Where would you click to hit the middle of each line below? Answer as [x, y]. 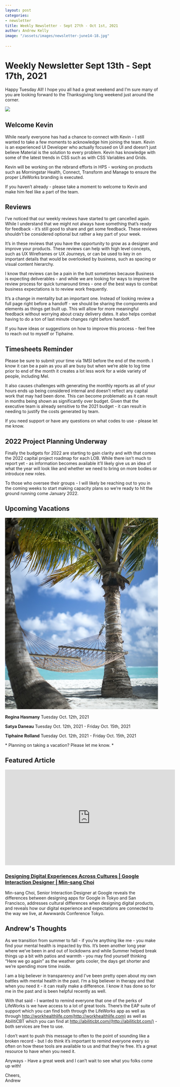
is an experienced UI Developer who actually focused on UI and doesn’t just [81, 147]
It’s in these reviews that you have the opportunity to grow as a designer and [82, 243]
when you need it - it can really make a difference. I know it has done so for [81, 986]
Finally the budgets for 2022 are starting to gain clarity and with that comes [81, 453]
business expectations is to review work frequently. [57, 289]
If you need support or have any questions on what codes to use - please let [81, 421]
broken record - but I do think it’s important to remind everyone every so [77, 1041]
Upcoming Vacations [37, 509]
